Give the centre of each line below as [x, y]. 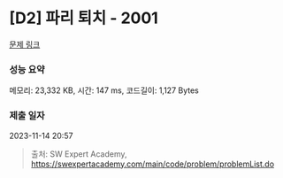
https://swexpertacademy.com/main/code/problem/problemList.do [153, 164]
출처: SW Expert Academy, [79, 154]
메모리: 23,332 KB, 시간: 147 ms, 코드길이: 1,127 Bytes [104, 90]
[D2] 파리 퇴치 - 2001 [84, 18]
